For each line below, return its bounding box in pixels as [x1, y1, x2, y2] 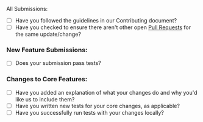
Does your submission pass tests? [15, 59, 102, 67]
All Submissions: [6, 5, 48, 12]
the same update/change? [15, 30, 81, 38]
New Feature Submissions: [6, 46, 88, 54]
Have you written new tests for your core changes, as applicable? [15, 102, 180, 109]
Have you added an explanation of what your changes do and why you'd [15, 89, 198, 96]
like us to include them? [15, 95, 75, 103]
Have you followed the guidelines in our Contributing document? [15, 17, 177, 24]
